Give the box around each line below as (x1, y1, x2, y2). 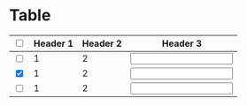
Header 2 (81, 37, 122, 49)
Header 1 (34, 37, 73, 49)
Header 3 (162, 37, 202, 49)
